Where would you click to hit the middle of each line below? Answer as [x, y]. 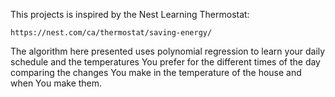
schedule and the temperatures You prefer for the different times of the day [165, 62]
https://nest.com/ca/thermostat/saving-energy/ [111, 33]
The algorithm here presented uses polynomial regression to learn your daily [168, 51]
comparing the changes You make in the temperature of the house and [156, 72]
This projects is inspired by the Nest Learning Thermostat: [130, 14]
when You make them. [56, 83]
